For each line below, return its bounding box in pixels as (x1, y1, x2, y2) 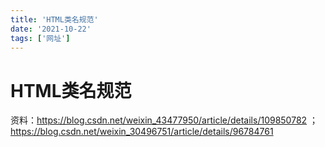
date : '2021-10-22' (10, 24, 92, 34)
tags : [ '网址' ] (10, 33, 71, 43)
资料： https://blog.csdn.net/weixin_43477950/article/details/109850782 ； (10, 114, 319, 126)
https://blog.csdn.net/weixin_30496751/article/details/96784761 (10, 126, 274, 138)
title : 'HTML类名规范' (10, 14, 99, 25)
